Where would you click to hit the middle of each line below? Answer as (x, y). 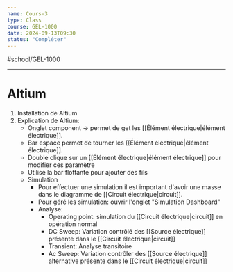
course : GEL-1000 (32, 26)
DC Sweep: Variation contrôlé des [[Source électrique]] (127, 232)
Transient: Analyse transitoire (90, 246)
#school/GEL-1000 (34, 59)
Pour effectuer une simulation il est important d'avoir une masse (129, 187)
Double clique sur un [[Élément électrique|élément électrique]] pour (124, 158)
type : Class (24, 20)
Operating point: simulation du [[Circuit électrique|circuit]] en (136, 217)
